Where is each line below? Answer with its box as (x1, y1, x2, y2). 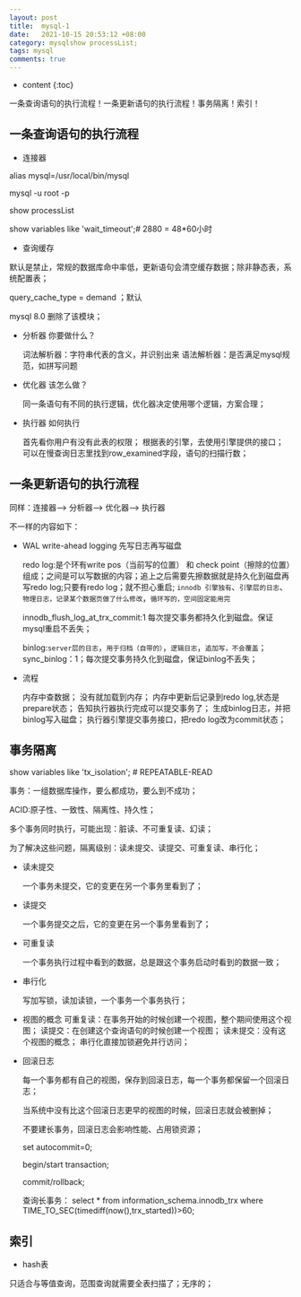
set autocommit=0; (21, 1142, 93, 1153)
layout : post (9, 13, 58, 22)
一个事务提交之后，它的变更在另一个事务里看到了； (21, 918, 211, 929)
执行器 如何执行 (21, 417, 81, 428)
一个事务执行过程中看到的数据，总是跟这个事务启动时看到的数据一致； (21, 957, 282, 968)
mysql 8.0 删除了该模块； (9, 310, 103, 321)
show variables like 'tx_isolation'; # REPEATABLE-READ (9, 767, 213, 778)
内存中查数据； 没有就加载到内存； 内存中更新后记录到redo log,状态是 (21, 692, 280, 702)
